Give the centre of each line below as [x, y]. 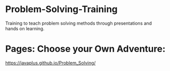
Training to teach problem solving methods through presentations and [79, 23]
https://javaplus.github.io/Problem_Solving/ [50, 63]
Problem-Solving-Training [62, 9]
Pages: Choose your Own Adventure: [86, 49]
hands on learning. [25, 28]
